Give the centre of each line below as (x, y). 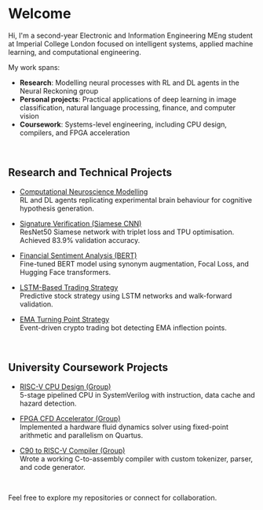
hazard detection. (48, 403)
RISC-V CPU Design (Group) (65, 387)
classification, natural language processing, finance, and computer (128, 108)
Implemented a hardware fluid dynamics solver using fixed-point (124, 427)
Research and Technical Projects (90, 172)
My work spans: (34, 67)
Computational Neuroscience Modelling (84, 191)
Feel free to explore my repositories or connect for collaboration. (113, 497)
